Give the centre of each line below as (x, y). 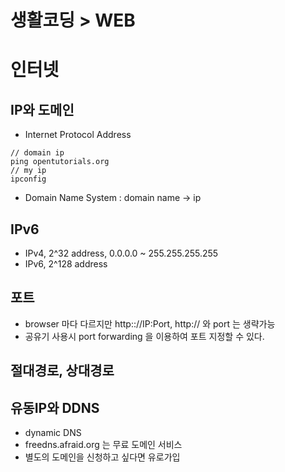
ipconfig (28, 179)
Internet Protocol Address (78, 135)
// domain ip (37, 153)
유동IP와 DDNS (55, 407)
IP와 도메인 (42, 109)
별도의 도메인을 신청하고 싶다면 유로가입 (102, 457)
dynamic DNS (53, 433)
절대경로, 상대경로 (62, 371)
